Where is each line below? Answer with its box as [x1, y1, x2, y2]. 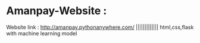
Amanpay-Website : [6, 4, 107, 18]
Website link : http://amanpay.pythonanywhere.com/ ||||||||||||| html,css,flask [6, 24, 194, 31]
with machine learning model [6, 29, 77, 37]
